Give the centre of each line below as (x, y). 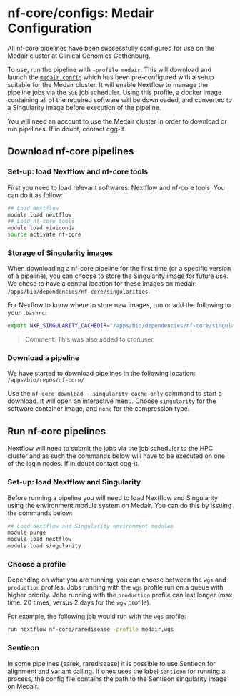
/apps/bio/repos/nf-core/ (46, 380)
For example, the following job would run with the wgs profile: (97, 617)
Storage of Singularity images (60, 253)
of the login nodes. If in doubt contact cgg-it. (74, 464)
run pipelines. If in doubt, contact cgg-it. (67, 129)
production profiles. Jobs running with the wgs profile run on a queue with (115, 587)
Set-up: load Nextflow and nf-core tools (78, 171)
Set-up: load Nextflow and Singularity (74, 482)
